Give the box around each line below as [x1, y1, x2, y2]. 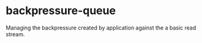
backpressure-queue [6, 4, 116, 18]
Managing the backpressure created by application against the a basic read [6, 24, 196, 31]
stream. [6, 30, 25, 37]
